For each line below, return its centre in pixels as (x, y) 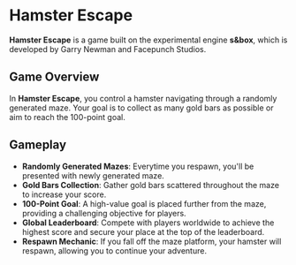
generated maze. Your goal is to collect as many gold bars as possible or (141, 108)
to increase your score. (64, 194)
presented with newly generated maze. (93, 175)
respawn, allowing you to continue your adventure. (114, 250)
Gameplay (38, 145)
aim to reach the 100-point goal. (67, 117)
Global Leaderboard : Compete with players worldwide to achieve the (148, 223)
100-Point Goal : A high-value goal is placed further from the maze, (144, 203)
